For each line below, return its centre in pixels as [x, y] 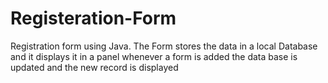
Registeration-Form [93, 18]
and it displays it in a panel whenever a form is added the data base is [154, 56]
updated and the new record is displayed [94, 67]
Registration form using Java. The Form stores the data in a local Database [164, 46]
